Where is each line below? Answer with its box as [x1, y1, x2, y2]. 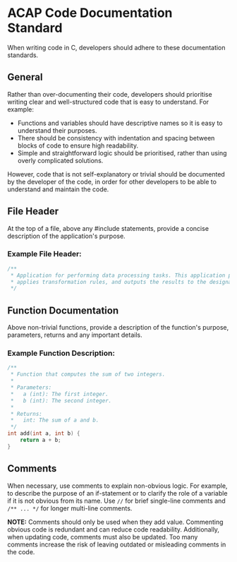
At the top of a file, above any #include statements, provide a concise [7, 224, 209, 232]
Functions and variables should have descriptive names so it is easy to [17, 119, 223, 127]
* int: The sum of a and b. [10, 417, 99, 424]
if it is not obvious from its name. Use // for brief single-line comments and [7, 496, 226, 505]
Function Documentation [7, 304, 119, 316]
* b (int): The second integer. [10, 397, 112, 404]
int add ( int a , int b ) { [7, 430, 80, 437]
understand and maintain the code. [7, 185, 109, 193]
